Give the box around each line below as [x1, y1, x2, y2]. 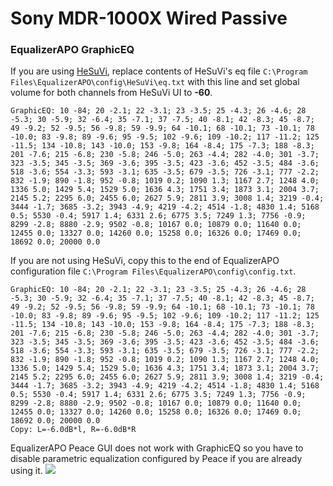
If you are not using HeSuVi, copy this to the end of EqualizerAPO [10, 255, 280, 267]
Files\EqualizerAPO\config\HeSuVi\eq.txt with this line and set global [10, 76, 300, 88]
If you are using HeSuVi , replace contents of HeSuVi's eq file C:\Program [10, 65, 308, 77]
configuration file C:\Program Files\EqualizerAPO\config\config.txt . [10, 265, 297, 277]
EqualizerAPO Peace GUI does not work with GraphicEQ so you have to [10, 442, 304, 454]
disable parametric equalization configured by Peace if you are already [10, 453, 303, 465]
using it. [10, 465, 43, 477]
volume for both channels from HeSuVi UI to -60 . [10, 87, 213, 99]
